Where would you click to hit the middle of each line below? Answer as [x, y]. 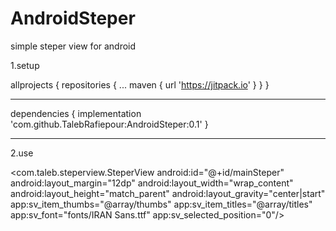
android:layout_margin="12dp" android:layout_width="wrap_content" [152, 183]
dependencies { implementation [76, 113]
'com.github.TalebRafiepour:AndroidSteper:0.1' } [109, 124]
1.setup [25, 65]
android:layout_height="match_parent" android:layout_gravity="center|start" [168, 193]
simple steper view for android [73, 46]
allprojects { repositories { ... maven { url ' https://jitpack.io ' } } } [140, 84]
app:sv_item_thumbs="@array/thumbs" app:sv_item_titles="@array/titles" [161, 204]
